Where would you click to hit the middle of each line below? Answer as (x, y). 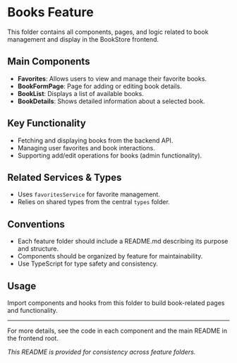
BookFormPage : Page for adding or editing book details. (99, 86)
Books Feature (50, 12)
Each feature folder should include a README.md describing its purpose (123, 242)
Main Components (49, 62)
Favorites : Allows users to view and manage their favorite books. (112, 78)
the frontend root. (33, 338)
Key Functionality (47, 123)
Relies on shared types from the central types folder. (94, 202)
